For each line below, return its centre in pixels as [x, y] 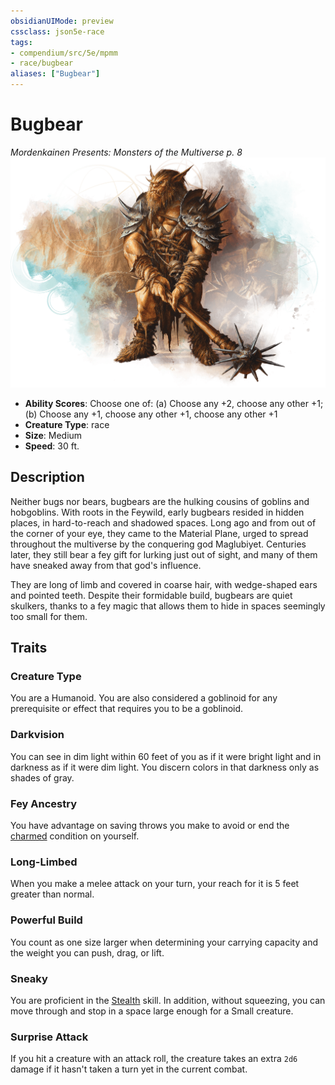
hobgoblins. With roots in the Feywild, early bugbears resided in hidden [157, 512]
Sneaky [29, 978]
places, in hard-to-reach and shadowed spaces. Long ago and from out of [163, 522]
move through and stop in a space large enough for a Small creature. [152, 1011]
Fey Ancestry [43, 803]
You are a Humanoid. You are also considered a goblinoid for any [144, 698]
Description [47, 477]
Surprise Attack [49, 1037]
